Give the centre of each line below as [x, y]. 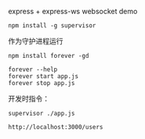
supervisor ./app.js [42, 113]
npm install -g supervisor [52, 26]
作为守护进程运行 [36, 41]
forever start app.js [43, 77]
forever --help [33, 69]
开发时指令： [29, 98]
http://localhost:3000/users [56, 127]
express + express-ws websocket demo [73, 11]
